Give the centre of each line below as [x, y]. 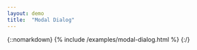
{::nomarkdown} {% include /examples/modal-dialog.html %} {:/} [98, 39]
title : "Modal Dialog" [41, 20]
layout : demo [26, 13]
